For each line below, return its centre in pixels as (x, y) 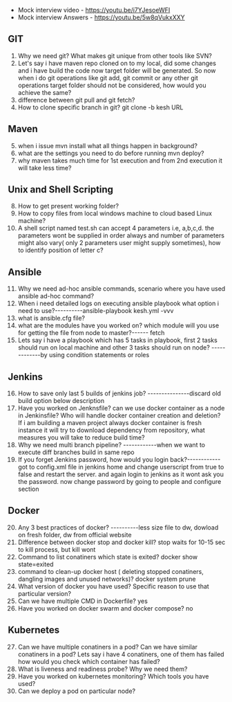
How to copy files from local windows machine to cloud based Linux (115, 213)
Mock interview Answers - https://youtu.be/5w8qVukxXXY (101, 17)
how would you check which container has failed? (89, 661)
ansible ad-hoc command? (56, 296)
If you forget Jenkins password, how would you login (93, 460)
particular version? (45, 593)
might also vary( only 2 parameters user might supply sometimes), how (119, 243)
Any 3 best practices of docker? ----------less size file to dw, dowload (118, 527)
